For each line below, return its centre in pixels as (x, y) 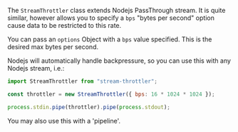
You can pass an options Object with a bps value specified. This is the (110, 39)
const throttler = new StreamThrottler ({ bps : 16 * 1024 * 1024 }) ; (111, 94)
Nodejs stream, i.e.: (36, 68)
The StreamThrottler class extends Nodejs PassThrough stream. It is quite (117, 10)
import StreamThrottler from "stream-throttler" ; (83, 81)
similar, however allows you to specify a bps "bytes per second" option (111, 18)
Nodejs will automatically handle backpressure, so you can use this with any (119, 61)
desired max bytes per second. (53, 47)
